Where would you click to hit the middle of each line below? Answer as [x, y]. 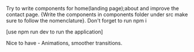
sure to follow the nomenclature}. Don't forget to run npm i [77, 21]
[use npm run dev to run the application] [55, 32]
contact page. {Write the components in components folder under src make [97, 14]
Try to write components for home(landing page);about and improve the [93, 8]
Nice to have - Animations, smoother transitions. [64, 43]
